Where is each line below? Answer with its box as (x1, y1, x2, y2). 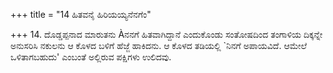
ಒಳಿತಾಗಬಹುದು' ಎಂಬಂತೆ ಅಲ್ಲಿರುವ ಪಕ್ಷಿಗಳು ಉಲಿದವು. (10, 51, 172, 63)
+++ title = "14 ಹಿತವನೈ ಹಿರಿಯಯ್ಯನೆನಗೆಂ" (10, 9, 152, 20)
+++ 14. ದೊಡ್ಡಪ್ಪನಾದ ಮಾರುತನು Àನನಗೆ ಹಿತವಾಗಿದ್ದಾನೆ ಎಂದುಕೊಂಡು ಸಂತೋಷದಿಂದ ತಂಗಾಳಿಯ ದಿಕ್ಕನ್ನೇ (10, 29, 323, 40)
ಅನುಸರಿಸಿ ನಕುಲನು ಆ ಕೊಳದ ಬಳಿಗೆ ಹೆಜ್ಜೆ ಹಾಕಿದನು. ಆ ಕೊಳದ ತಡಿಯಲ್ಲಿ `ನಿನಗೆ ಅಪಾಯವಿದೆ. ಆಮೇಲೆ (10, 40, 308, 51)
